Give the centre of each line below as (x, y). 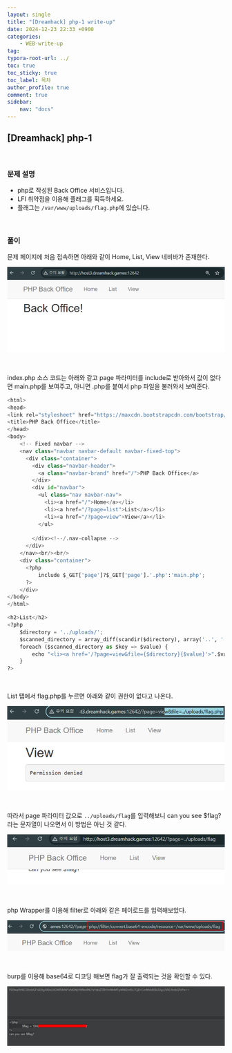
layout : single (29, 15)
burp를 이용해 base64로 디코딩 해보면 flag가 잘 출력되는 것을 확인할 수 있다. (110, 976)
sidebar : (20, 102)
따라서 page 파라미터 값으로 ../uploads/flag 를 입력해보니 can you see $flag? (114, 815)
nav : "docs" (37, 110)
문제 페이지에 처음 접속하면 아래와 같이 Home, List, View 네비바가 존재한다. (108, 257)
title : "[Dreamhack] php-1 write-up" (61, 22)
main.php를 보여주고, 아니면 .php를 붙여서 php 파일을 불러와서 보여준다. (112, 386)
